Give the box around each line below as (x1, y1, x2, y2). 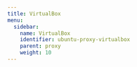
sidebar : (13, 23, 39, 30)
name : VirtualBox (20, 29, 71, 37)
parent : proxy (20, 43, 61, 50)
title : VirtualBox (7, 10, 61, 17)
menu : (7, 17, 23, 24)
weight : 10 (20, 50, 52, 57)
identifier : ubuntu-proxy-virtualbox (20, 36, 131, 43)
